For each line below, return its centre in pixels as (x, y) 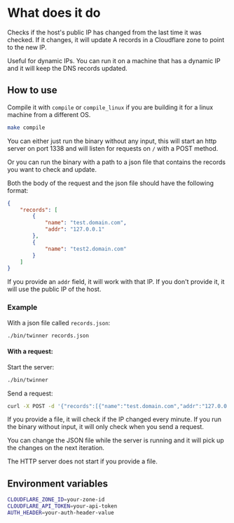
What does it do (54, 13)
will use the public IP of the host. (54, 290)
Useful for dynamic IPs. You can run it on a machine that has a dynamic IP (114, 60)
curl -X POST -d (31, 406)
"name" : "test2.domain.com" (86, 249)
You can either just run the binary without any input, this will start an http (112, 141)
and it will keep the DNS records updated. (67, 68)
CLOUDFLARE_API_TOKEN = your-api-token (62, 506)
